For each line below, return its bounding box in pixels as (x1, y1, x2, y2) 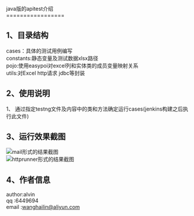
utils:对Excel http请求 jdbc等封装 (6, 69, 85, 76)
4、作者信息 (6, 175, 51, 185)
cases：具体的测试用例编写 (6, 47, 73, 54)
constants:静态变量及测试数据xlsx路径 (6, 54, 99, 62)
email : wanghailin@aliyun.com (6, 204, 80, 211)
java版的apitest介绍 (6, 5, 54, 12)
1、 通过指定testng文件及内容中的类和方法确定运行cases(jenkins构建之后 (6, 105, 183, 112)
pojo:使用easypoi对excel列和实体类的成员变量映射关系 (6, 62, 139, 69)
